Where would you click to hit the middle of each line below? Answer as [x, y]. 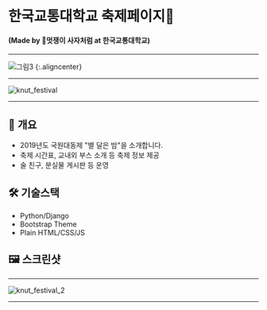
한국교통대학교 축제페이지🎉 [91, 16]
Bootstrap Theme [48, 224]
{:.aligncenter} [59, 67]
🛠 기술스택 [34, 193]
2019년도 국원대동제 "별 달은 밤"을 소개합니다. [91, 145]
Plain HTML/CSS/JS [52, 233]
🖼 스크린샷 [35, 260]
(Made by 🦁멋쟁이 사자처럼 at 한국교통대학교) [79, 40]
